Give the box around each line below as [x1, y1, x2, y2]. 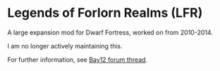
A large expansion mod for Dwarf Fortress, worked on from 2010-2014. [7, 28, 214, 37]
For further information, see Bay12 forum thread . [7, 55, 148, 64]
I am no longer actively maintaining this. [7, 41, 123, 50]
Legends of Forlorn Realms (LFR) [7, 5, 203, 21]
